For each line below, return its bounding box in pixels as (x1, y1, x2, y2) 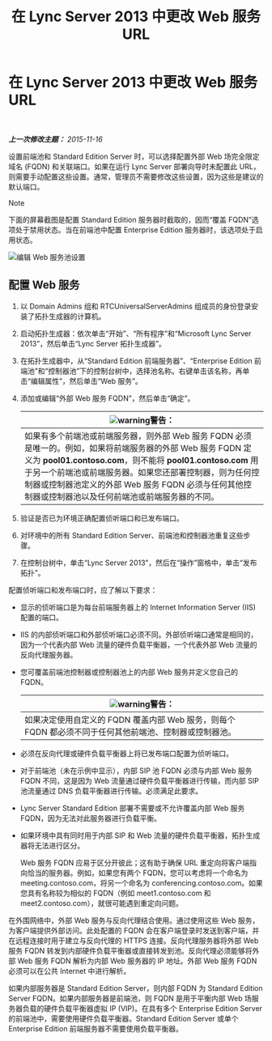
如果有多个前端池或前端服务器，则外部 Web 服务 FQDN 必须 (23, 430, 253, 441)
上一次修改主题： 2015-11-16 (8, 134, 103, 144)
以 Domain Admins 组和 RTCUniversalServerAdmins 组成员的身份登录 (19, 301, 252, 311)
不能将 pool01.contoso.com (140, 454, 249, 465)
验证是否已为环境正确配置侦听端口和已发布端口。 (19, 513, 184, 523)
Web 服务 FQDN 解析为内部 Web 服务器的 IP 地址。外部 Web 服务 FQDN (17, 956, 257, 966)
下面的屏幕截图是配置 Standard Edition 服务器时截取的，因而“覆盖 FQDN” (8, 215, 253, 224)
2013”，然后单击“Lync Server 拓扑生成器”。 (19, 338, 166, 348)
